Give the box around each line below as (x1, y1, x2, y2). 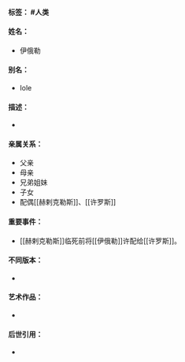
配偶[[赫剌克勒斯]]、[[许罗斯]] (19, 198, 117, 207)
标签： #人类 (8, 7, 50, 17)
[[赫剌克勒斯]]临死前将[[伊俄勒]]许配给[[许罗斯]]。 (19, 236, 182, 246)
